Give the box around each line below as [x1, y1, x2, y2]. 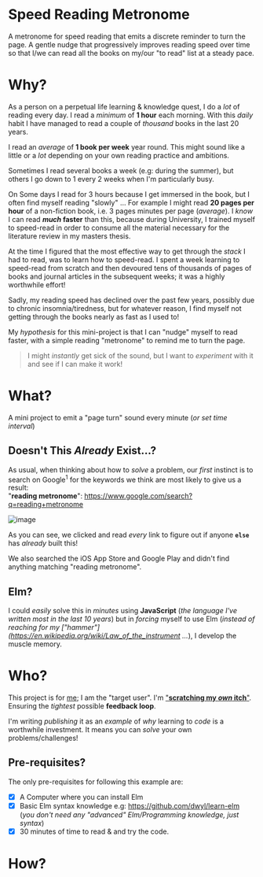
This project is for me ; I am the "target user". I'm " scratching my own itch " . [8, 693, 252, 702]
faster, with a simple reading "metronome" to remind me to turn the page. [8, 335, 246, 345]
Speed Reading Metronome [8, 6, 190, 24]
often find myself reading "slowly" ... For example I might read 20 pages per [8, 198, 255, 207]
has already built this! [8, 538, 79, 548]
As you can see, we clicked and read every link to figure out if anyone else [8, 530, 250, 540]
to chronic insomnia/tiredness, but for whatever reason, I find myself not [8, 303, 242, 313]
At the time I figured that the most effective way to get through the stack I [8, 246, 246, 256]
